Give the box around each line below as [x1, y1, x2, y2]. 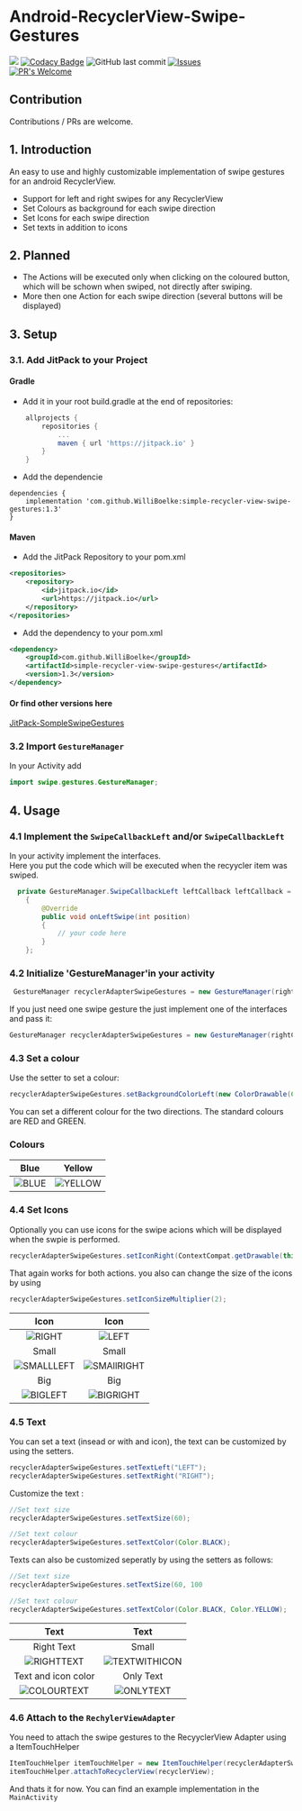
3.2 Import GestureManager [9, 741, 124, 753]
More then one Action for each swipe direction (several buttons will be [22, 291, 283, 302]
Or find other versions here [9, 697, 112, 708]
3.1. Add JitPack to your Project [9, 353, 148, 366]
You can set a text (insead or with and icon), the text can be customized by [9, 1435, 287, 1447]
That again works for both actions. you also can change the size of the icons [9, 1268, 293, 1279]
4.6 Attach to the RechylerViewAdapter [9, 1711, 176, 1724]
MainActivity [9, 1793, 58, 1802]
